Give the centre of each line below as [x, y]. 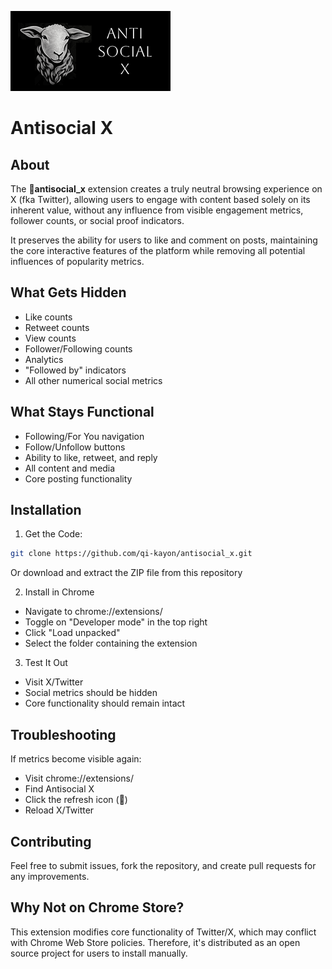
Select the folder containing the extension [111, 643]
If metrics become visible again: [76, 759]
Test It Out [46, 663]
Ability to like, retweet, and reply [91, 457]
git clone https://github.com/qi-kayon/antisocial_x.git [131, 554]
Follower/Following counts [78, 348]
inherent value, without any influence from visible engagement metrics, [157, 210]
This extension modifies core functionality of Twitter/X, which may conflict [163, 932]
